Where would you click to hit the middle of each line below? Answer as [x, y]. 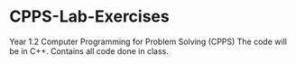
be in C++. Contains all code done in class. [89, 50]
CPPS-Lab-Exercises [89, 17]
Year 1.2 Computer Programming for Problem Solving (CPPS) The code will [148, 41]
